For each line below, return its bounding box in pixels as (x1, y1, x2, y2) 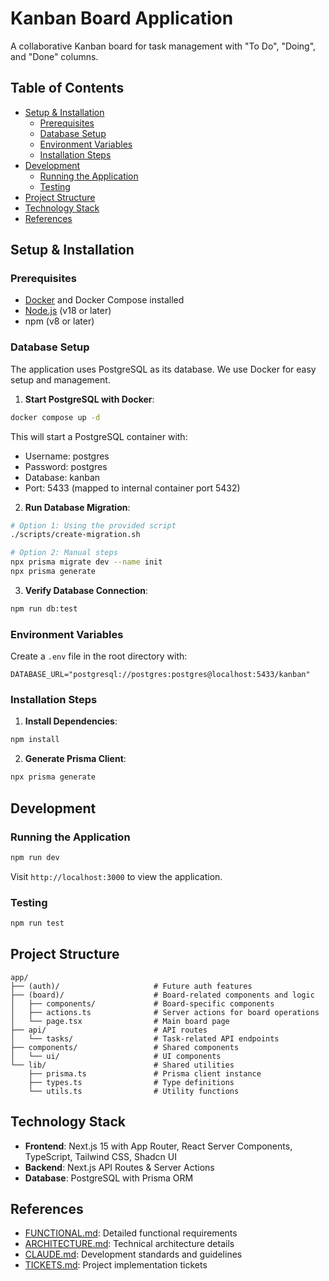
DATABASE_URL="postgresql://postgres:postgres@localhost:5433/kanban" (10, 670, 311, 680)
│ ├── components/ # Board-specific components (10, 998, 275, 1009)
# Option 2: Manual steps (10, 548, 118, 558)
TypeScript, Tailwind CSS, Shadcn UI (24, 1150, 177, 1162)
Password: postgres (24, 460, 108, 472)
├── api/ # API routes (10, 1025, 208, 1035)
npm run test (10, 918, 65, 929)
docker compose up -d (10, 412, 101, 422)
